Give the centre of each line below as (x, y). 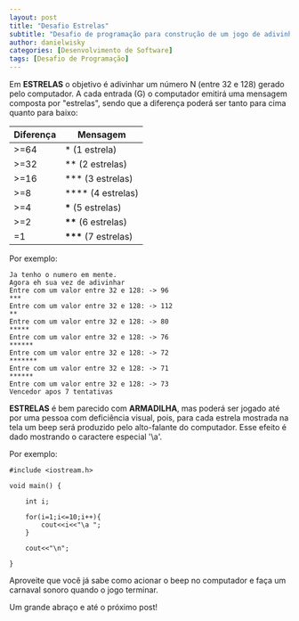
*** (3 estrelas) (99, 179)
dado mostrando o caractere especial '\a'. (86, 437)
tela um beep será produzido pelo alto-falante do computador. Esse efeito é (148, 427)
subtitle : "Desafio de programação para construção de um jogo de (135, 34)
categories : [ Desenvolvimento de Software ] (91, 51)
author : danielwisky (48, 42)
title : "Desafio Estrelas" (59, 26)
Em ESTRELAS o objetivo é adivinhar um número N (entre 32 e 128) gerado (147, 84)
